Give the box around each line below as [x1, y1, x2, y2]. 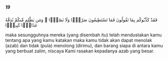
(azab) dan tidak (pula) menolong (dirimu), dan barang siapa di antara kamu [5, 42, 163, 48]
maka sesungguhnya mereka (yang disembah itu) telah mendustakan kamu [5, 32, 162, 38]
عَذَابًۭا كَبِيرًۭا [5, 22, 38, 28]
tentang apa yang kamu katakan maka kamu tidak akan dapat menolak [5, 37, 152, 43]
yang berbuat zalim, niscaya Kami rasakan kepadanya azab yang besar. [5, 48, 154, 54]
